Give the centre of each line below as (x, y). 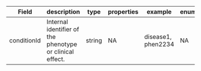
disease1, (158, 37)
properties (123, 12)
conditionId (25, 40)
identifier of (63, 29)
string (94, 40)
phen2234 (159, 44)
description (64, 12)
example (159, 12)
